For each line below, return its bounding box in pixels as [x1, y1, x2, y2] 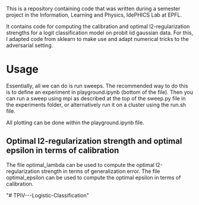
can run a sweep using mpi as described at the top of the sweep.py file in [6, 94, 186, 102]
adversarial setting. [6, 42, 53, 49]
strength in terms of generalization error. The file [41, 168, 160, 175]
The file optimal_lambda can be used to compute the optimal [6, 161, 154, 168]
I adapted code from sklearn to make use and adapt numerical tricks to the [6, 36, 189, 42]
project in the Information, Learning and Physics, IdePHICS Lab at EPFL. [6, 11, 182, 18]
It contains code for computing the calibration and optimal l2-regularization [6, 23, 190, 30]
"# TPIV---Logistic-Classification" [6, 191, 89, 198]
